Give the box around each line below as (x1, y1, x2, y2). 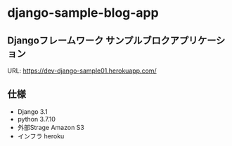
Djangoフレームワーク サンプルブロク (7, 34, 170, 46)
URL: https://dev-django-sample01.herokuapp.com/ (7, 66, 157, 75)
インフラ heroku (17, 131, 65, 140)
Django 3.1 (17, 107, 48, 116)
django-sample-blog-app (7, 5, 160, 21)
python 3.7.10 (17, 115, 56, 123)
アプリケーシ (169, 34, 226, 46)
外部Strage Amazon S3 (17, 123, 84, 131)
